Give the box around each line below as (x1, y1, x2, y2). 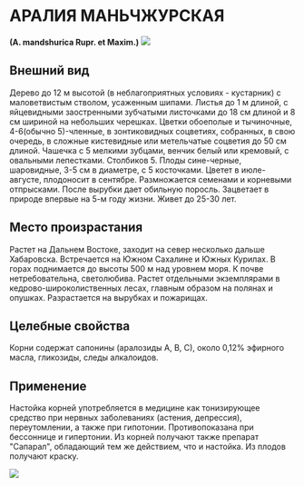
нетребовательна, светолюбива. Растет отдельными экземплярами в (9, 273, 280, 283)
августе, (9, 174, 43, 184)
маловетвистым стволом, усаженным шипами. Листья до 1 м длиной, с (9, 96, 289, 107)
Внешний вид (9, 63, 90, 78)
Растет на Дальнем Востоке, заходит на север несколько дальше (9, 243, 265, 254)
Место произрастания (9, 220, 143, 235)
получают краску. (9, 451, 79, 462)
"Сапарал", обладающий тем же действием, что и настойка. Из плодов (9, 442, 286, 452)
